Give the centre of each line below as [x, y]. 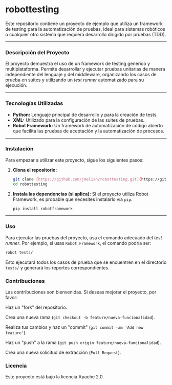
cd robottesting [30, 184]
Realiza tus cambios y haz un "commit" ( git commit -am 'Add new [74, 327]
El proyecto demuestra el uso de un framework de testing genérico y [78, 64]
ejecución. [16, 85]
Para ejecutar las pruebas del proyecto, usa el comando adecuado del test [84, 237]
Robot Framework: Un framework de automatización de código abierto [88, 125]
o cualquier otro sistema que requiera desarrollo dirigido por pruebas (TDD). [86, 34]
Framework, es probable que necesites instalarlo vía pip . [72, 199]
